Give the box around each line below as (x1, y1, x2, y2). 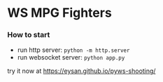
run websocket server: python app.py (17, 53, 125, 62)
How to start (7, 30, 50, 40)
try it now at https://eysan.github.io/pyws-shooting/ (7, 67, 156, 75)
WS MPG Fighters (7, 5, 112, 21)
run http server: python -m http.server (17, 46, 130, 54)
